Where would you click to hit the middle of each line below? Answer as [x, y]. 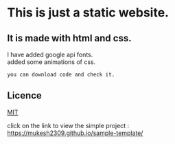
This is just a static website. [88, 13]
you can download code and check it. [61, 74]
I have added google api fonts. [50, 54]
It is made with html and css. [69, 38]
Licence [25, 95]
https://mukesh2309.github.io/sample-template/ [75, 133]
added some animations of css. [51, 62]
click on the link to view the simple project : [68, 125]
